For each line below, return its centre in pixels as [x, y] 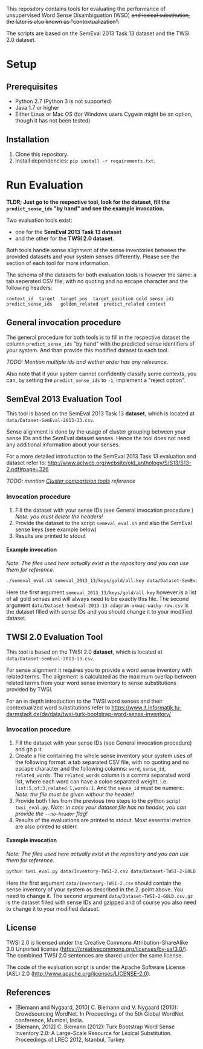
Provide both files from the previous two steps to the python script [98, 800]
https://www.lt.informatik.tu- [147, 707]
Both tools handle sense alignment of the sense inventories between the [96, 250]
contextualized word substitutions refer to [58, 707]
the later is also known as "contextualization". [63, 22]
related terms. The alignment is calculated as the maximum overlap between [101, 676]
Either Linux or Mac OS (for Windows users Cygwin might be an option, [104, 114]
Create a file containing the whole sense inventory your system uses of [103, 756]
